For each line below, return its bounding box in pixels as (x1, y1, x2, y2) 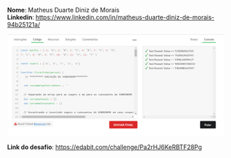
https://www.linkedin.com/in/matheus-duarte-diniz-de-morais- (35, 13, 215, 21)
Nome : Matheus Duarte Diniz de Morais (7, 6, 120, 14)
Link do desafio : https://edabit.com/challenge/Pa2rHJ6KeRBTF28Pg (7, 143, 202, 151)
